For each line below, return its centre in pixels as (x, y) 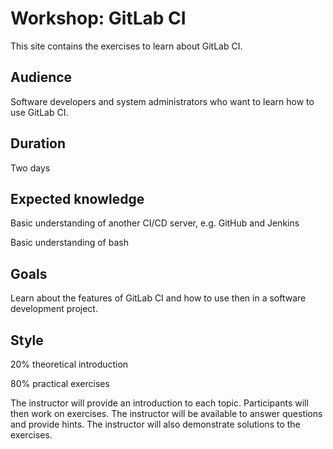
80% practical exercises (60, 383)
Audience (41, 77)
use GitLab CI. (39, 112)
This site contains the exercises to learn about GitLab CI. (126, 46)
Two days (30, 168)
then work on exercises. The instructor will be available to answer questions (166, 413)
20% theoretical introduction (69, 364)
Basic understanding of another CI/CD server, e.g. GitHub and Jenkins (155, 223)
